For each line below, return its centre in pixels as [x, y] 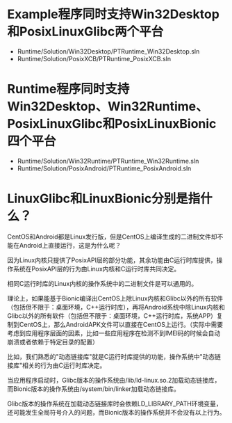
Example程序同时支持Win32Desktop [114, 14]
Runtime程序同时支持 [68, 89]
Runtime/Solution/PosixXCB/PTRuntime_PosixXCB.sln [94, 58]
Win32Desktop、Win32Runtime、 [108, 107]
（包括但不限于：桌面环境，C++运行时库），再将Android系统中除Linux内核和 [116, 307]
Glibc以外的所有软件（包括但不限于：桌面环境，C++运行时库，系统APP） [112, 316]
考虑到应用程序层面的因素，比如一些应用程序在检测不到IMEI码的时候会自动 [114, 333]
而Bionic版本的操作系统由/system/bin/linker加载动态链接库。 [94, 389]
